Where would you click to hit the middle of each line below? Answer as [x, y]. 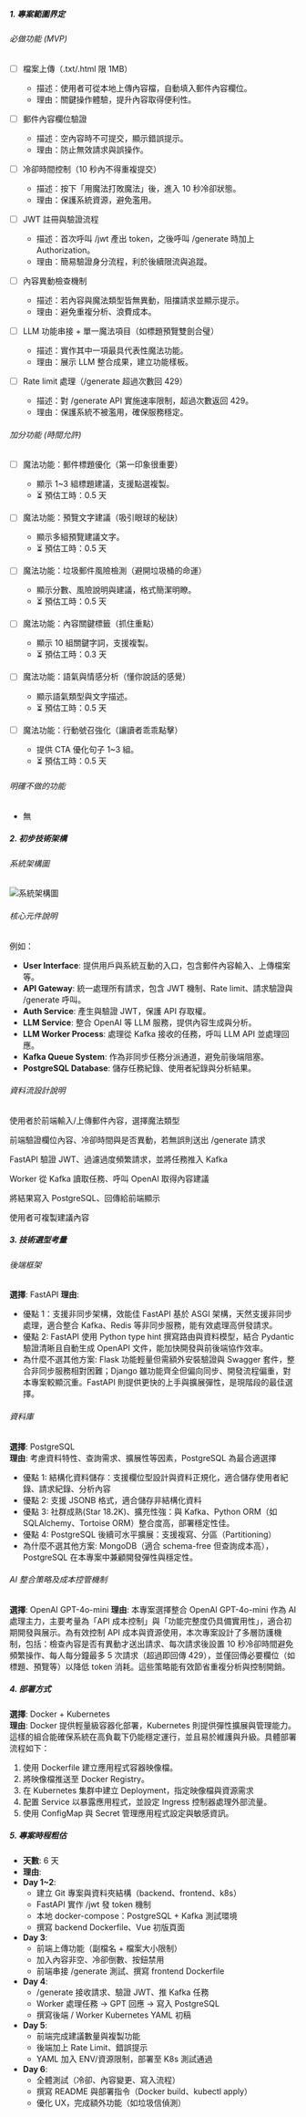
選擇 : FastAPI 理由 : [45, 1294]
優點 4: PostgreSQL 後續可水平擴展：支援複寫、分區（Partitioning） [149, 1534]
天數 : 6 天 [41, 1860]
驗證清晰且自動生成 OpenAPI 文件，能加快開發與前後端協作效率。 [145, 1348]
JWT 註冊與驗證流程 [61, 219]
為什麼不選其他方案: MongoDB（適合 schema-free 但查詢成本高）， [148, 1545]
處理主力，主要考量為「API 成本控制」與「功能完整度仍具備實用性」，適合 [147, 1621]
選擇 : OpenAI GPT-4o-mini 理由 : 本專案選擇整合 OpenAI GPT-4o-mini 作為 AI [153, 1609]
